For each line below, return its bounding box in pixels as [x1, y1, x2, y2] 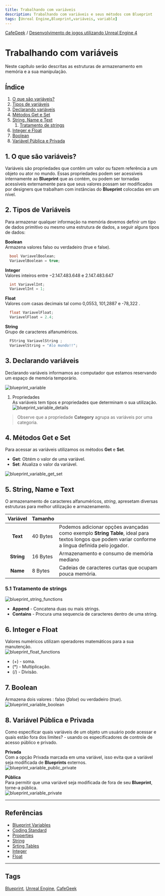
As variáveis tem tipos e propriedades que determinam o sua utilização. [12, 399, 158, 405]
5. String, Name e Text [5, 485, 75, 493]
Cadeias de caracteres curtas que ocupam [58, 564, 158, 571]
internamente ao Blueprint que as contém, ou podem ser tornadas [5, 175, 139, 181]
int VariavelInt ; [9, 282, 45, 287]
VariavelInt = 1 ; [9, 286, 45, 291]
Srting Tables [12, 843, 39, 849]
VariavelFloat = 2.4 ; [9, 315, 54, 320]
